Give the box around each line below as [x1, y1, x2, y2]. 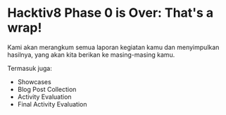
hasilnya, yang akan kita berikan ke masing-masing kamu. [7, 50, 175, 59]
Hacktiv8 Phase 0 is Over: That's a [7, 5, 214, 21]
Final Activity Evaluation [17, 100, 87, 108]
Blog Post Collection [17, 85, 77, 93]
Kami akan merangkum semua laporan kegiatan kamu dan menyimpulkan [7, 43, 220, 51]
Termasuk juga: [7, 64, 53, 72]
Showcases [17, 77, 51, 86]
